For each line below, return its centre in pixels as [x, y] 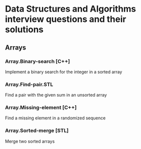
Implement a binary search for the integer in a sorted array [64, 72]
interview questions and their [66, 19]
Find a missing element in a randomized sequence [55, 118]
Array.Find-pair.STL [29, 84]
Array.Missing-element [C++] [41, 108]
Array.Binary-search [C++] [38, 61]
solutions [24, 30]
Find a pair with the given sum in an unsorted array [56, 95]
